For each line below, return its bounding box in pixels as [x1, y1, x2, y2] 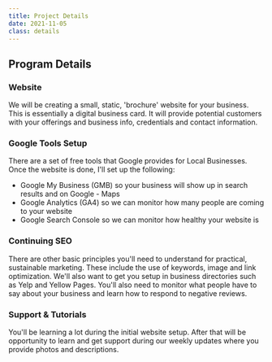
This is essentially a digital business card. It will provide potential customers [8, 109, 262, 119]
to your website [19, 207, 73, 216]
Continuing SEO [8, 235, 73, 246]
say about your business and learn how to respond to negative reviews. [8, 288, 248, 298]
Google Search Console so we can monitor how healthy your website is [19, 215, 260, 225]
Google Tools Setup [8, 137, 88, 149]
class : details [8, 27, 60, 35]
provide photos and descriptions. [8, 344, 119, 354]
